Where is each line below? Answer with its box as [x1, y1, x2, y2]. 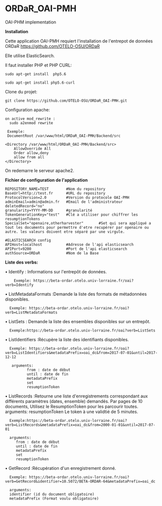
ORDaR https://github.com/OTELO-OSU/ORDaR [5, 43, 100, 49]
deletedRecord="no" [5, 203, 45, 208]
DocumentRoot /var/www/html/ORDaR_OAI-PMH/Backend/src [7, 133, 121, 138]
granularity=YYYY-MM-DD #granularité [5, 208, 92, 213]
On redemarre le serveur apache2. [5, 167, 74, 174]
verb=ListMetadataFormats [5, 310, 57, 315]
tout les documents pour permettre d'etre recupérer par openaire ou [5, 225, 149, 230]
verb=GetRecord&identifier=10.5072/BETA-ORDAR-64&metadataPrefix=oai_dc [5, 479, 156, 484]
